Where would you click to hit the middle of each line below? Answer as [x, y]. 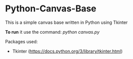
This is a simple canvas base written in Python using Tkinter [66, 22]
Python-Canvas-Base [51, 9]
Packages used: [22, 41]
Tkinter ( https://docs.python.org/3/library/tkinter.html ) [67, 51]
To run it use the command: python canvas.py [52, 32]
